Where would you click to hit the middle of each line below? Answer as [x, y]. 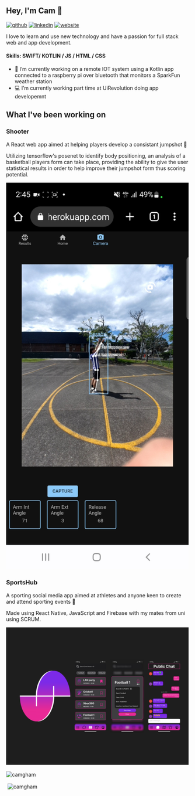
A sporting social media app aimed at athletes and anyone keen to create [94, 595]
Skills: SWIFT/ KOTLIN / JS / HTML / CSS [56, 56]
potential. [18, 174]
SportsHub [22, 583]
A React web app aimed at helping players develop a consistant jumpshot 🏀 [97, 144]
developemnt [30, 97]
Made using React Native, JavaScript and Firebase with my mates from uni [96, 613]
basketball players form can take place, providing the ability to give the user [97, 162]
